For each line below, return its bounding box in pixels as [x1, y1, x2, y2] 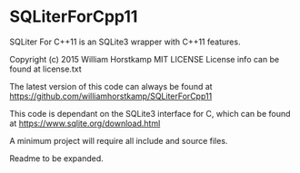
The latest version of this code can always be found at [9, 81, 213, 91]
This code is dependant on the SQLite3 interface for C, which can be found [9, 108, 291, 119]
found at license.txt [9, 63, 82, 74]
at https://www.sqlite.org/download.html [9, 118, 161, 129]
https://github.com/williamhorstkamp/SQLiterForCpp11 [9, 91, 213, 101]
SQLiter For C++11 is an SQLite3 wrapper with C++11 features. [9, 36, 241, 47]
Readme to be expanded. [9, 152, 105, 164]
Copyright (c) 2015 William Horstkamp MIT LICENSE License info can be [9, 53, 280, 64]
